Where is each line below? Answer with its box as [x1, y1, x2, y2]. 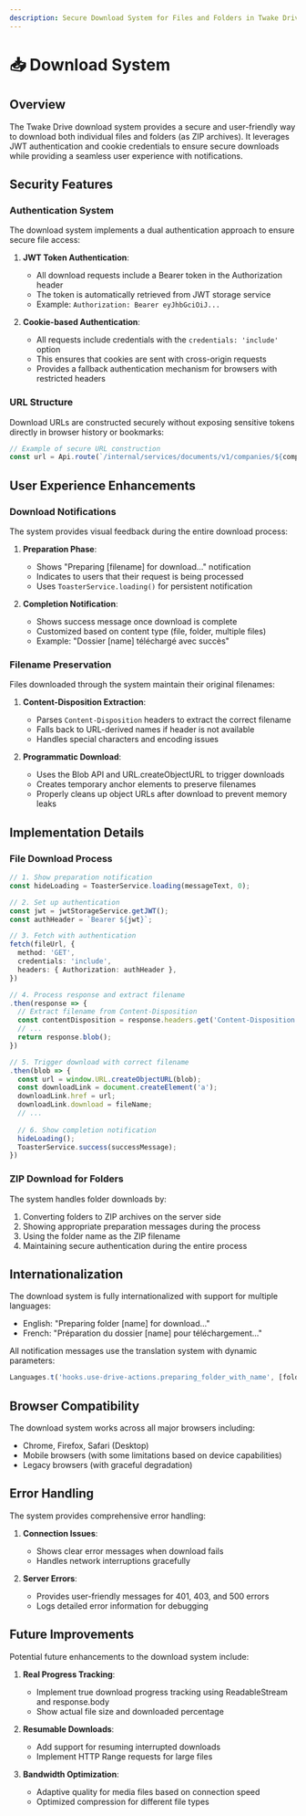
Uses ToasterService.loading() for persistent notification [36, 581, 253, 592]
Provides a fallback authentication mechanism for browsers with [36, 363, 278, 374]
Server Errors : [22, 1572, 77, 1584]
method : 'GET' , [17, 949, 76, 958]
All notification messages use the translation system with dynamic [9, 1346, 258, 1357]
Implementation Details [9, 824, 145, 840]
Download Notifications [9, 505, 117, 518]
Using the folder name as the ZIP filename [22, 1230, 181, 1242]
